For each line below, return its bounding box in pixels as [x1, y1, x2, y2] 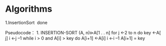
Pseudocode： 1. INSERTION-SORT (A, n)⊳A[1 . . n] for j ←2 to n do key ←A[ [5, 29, 161, 35]
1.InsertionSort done [5, 20, 48, 25]
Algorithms [5, 3, 53, 15]
